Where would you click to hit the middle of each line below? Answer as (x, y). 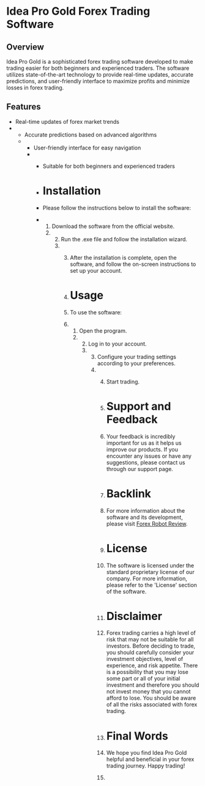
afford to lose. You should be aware (151, 698)
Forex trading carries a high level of (151, 633)
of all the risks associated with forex (152, 705)
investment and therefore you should (153, 685)
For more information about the (146, 510)
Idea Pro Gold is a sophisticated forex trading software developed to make (100, 62)
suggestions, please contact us (146, 462)
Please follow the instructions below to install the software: (117, 208)
